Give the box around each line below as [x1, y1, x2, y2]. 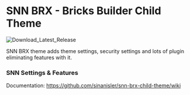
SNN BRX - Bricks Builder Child [6, 4, 162, 18]
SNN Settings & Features [6, 68, 79, 77]
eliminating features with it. [6, 54, 72, 61]
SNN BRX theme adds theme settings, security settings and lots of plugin [6, 47, 185, 54]
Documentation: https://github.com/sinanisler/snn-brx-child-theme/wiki [6, 82, 181, 89]
